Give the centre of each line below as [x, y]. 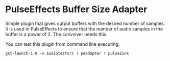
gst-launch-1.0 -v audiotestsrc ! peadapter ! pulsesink [67, 53]
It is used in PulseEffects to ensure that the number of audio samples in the [84, 28]
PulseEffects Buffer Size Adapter [76, 9]
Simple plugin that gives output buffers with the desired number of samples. [85, 23]
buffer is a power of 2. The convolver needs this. [56, 34]
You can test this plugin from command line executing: [63, 44]
